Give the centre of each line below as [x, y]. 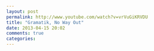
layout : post [22, 11]
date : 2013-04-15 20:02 [36, 28]
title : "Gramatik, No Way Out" [45, 22]
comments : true [25, 33]
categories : [21, 39]
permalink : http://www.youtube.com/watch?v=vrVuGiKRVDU [77, 17]
